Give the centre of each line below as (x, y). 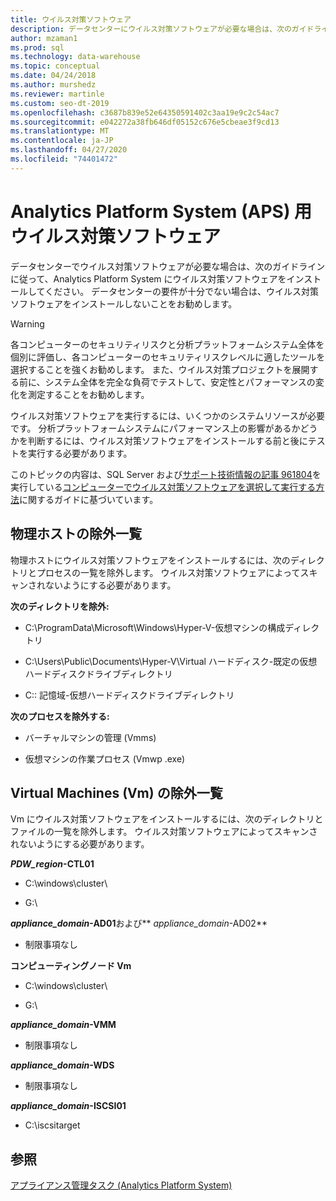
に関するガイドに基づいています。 (89, 499)
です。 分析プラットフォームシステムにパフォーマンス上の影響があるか (155, 428)
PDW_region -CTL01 (52, 864)
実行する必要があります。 (80, 453)
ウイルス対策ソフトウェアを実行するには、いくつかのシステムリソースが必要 (167, 415)
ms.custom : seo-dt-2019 (60, 103)
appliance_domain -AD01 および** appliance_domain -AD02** (139, 923)
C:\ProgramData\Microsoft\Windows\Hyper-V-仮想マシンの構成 (155, 627)
